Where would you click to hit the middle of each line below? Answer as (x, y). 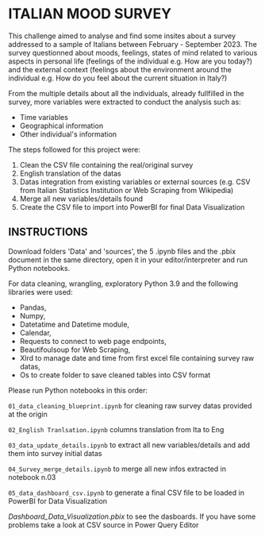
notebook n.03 (32, 477)
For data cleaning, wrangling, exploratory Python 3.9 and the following (123, 284)
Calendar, (35, 332)
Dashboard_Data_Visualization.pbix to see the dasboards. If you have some (132, 516)
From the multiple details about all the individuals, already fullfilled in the (126, 93)
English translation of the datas (70, 173)
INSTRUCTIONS (48, 232)
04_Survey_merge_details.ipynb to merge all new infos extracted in (117, 469)
